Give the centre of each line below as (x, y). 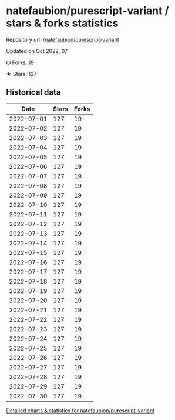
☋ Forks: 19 (20, 62)
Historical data (33, 92)
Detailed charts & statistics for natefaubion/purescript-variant (80, 411)
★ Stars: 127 (21, 74)
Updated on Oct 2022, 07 (37, 51)
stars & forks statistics (62, 23)
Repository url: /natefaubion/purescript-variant (63, 39)
